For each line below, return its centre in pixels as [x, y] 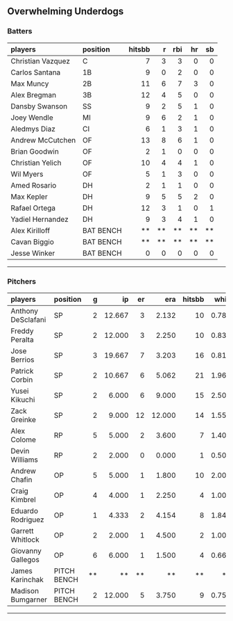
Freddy [22, 331]
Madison [25, 590]
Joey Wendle [32, 118]
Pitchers [22, 281]
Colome [24, 439]
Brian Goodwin [35, 151]
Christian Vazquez [41, 61]
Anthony [24, 311]
